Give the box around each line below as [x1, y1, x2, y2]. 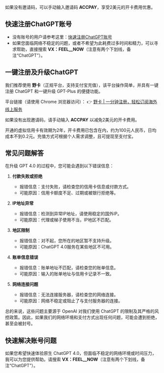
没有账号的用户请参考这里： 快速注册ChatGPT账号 [12, 34, 113, 40]
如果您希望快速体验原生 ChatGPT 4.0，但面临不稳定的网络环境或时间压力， [5, 350, 157, 356]
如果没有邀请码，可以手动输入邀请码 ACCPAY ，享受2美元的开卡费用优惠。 [5, 4, 156, 10]
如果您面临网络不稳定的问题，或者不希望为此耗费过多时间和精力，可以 [12, 40, 154, 46]
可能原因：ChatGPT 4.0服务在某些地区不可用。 [19, 244, 114, 250]
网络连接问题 [12, 281, 38, 287]
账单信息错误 [12, 254, 38, 260]
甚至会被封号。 [5, 320, 35, 326]
